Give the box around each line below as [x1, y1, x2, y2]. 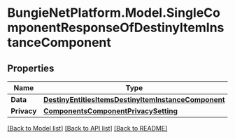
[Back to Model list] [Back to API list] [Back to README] [7, 124, 168, 132]
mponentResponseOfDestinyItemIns [7, 20, 225, 36]
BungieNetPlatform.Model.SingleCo [7, 5, 220, 21]
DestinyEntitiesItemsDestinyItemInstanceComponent [43, 95, 225, 104]
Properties [7, 62, 55, 74]
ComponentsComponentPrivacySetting [43, 106, 178, 116]
